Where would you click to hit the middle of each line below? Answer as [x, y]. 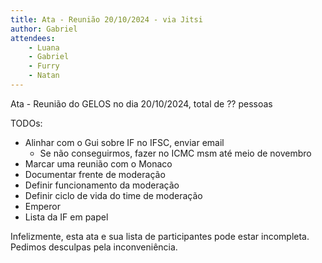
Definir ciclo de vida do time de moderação [113, 195]
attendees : [33, 38]
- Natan [44, 76]
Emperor [42, 206]
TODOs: [26, 123]
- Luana [44, 47]
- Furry [44, 66]
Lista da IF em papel [66, 217]
